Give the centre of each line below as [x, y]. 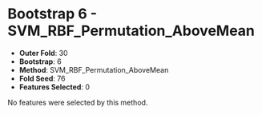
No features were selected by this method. [78, 102]
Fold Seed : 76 [42, 78]
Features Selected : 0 [54, 87]
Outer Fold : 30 [44, 53]
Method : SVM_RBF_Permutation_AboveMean [94, 69]
